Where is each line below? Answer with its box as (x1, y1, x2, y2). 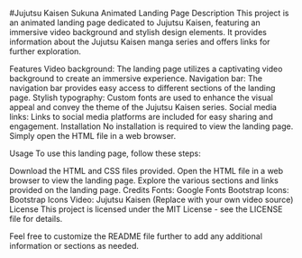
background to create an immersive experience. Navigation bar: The (9, 73, 263, 84)
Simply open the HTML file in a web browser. (9, 131, 177, 141)
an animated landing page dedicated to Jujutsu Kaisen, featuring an (9, 17, 261, 28)
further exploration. (9, 46, 81, 57)
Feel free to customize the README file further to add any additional (9, 231, 263, 242)
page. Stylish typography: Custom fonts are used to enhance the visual (9, 92, 273, 103)
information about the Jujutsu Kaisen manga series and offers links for (9, 36, 270, 47)
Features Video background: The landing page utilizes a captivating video (9, 63, 283, 74)
